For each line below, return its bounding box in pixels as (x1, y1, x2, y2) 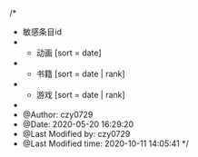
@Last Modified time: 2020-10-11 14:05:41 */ (22, 138, 189, 149)
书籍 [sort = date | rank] (35, 68, 125, 79)
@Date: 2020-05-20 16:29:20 (22, 119, 134, 130)
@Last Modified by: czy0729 (22, 129, 131, 139)
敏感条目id (22, 26, 62, 37)
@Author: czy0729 (22, 109, 94, 120)
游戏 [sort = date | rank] (35, 90, 125, 100)
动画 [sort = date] (35, 47, 102, 58)
